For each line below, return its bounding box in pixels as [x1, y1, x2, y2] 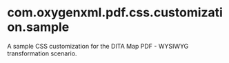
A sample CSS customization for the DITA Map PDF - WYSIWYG [7, 42, 189, 50]
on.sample [7, 19, 70, 35]
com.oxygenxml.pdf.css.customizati [7, 5, 223, 21]
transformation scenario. [7, 49, 77, 58]
